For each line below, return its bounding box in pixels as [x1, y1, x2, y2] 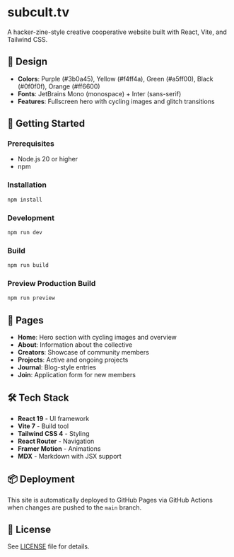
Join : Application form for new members [17, 370, 136, 379]
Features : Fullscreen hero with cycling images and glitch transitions [17, 97, 215, 105]
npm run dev [7, 229, 42, 236]
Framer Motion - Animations [17, 444, 101, 453]
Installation [7, 180, 47, 190]
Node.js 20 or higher [17, 155, 78, 163]
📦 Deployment [7, 473, 76, 486]
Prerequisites [7, 139, 54, 149]
